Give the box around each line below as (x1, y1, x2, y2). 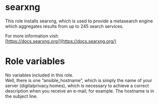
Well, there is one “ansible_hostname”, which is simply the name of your (5, 77, 153, 83)
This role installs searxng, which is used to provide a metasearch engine (5, 18, 153, 24)
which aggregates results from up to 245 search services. (5, 23, 124, 29)
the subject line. (5, 93, 38, 99)
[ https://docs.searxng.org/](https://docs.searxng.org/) (5, 38, 117, 44)
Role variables (5, 56, 65, 67)
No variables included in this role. (5, 72, 74, 78)
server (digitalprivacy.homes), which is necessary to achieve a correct (5, 83, 149, 89)
